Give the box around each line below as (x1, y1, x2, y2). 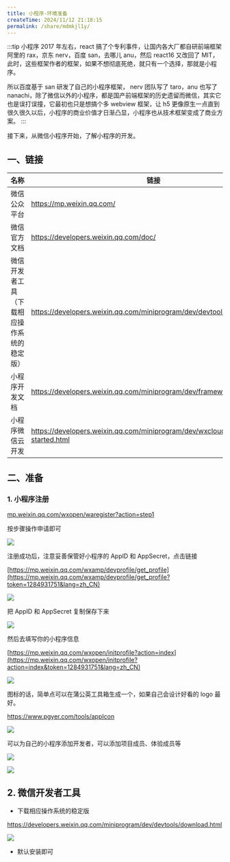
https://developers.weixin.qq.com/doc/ (31, 233, 156, 242)
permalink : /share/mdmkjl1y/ (7, 23, 90, 30)
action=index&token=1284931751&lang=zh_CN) (7, 663, 141, 671)
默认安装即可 (16, 847, 53, 855)
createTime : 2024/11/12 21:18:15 (7, 16, 103, 23)
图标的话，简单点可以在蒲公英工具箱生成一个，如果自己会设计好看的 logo (7, 690, 214, 698)
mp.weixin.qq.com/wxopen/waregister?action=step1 (7, 510, 155, 518)
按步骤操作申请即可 (7, 524, 62, 533)
